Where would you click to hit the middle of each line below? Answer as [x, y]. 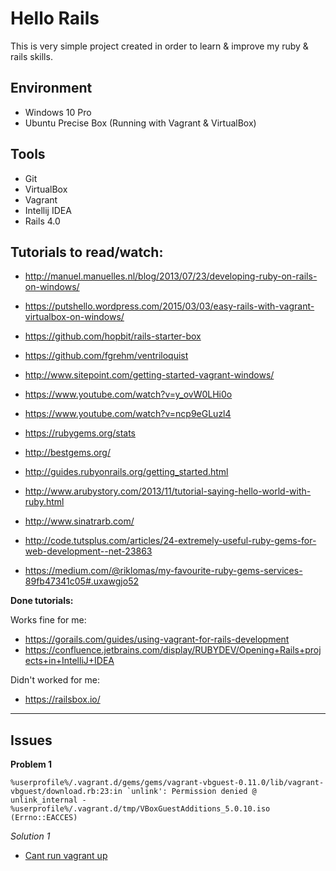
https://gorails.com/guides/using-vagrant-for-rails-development [157, 639]
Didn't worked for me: [55, 680]
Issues [31, 740]
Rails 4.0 [42, 221]
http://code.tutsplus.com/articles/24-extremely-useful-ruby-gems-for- [170, 541]
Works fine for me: [48, 620]
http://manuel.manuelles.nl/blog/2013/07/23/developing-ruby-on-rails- [171, 276]
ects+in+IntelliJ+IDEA [69, 661]
